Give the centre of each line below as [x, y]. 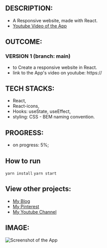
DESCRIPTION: [29, 8]
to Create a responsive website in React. [55, 67]
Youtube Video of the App [40, 26]
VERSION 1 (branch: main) [38, 56]
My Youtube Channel [34, 212]
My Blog [21, 201]
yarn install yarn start [31, 173]
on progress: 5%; [31, 145]
